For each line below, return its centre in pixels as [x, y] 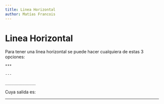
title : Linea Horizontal [30, 10]
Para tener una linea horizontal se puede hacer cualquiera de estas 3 [74, 52]
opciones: [15, 57]
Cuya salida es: [20, 92]
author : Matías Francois [30, 14]
